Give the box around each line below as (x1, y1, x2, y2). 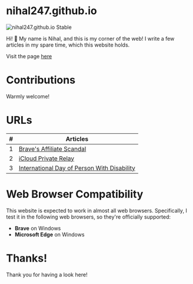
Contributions (6, 74, 75, 87)
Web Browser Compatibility (6, 187, 144, 201)
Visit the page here (6, 52, 52, 60)
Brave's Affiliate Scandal (18, 144, 86, 153)
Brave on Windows (14, 224, 61, 232)
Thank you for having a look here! (6, 271, 88, 278)
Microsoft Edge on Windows (14, 231, 85, 238)
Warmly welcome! (6, 93, 50, 100)
